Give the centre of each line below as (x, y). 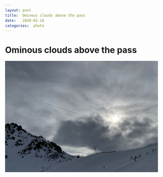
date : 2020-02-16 (25, 20)
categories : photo (25, 26)
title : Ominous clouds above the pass (45, 15)
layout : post (18, 10)
